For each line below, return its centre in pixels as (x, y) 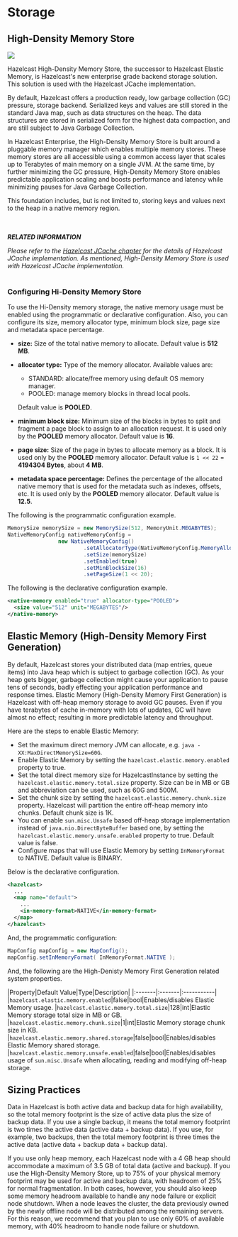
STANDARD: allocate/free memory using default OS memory (116, 379)
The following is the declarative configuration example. (87, 588)
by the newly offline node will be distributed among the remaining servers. (116, 1211)
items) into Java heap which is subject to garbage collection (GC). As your (116, 672)
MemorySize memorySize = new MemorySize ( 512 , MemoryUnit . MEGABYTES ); (112, 528)
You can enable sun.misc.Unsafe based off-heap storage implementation (124, 820)
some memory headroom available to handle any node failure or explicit (112, 1196)
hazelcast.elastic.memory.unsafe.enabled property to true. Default (116, 835)
